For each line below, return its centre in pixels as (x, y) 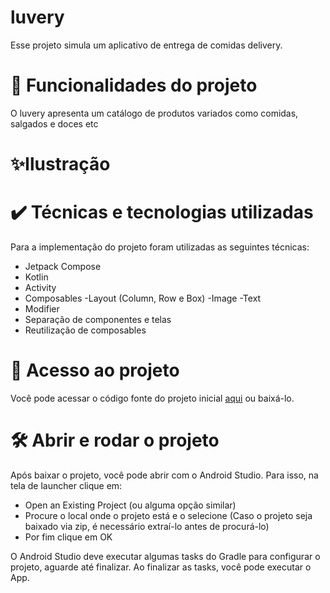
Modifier (42, 309)
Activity (40, 287)
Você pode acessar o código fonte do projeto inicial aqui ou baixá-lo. (152, 398)
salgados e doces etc (54, 123)
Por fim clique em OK (68, 537)
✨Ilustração (60, 164)
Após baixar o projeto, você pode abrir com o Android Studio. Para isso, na (164, 475)
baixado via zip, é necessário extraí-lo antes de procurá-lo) (147, 526)
